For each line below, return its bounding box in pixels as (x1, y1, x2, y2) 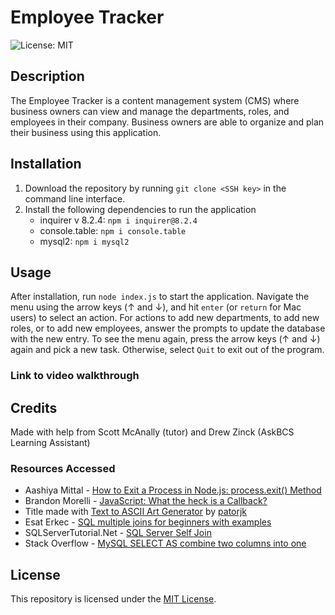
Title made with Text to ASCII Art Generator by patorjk (24, 506, 248, 518)
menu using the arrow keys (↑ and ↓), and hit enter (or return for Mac (10, 301, 302, 313)
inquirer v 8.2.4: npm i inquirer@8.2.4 (39, 214, 198, 226)
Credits (10, 399, 58, 416)
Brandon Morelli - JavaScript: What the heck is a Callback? (24, 495, 268, 507)
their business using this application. (10, 126, 162, 138)
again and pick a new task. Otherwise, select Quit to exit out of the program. (10, 344, 325, 356)
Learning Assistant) (10, 437, 91, 449)
